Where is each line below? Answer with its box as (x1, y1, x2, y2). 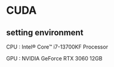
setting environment (6, 28, 84, 38)
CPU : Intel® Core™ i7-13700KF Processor (6, 43, 109, 50)
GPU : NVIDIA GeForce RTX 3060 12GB (6, 55, 103, 62)
